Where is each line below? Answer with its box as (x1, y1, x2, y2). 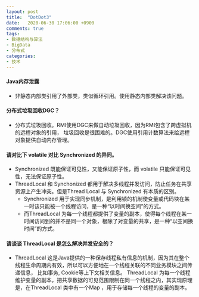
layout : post (6, 8, 39, 15)
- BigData (6, 42, 31, 48)
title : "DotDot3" (6, 14, 52, 20)
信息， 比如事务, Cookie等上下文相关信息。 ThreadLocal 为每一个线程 (20, 269, 191, 276)
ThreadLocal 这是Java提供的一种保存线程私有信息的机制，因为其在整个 (14, 254, 189, 261)
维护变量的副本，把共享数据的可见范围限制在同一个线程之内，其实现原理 (14, 277, 192, 284)
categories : (6, 53, 36, 59)
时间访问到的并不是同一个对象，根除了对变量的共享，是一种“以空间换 (23, 218, 194, 225)
